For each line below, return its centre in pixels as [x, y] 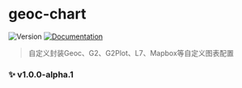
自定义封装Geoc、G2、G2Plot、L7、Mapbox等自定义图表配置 [131, 52]
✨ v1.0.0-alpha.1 [41, 74]
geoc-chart [47, 14]
